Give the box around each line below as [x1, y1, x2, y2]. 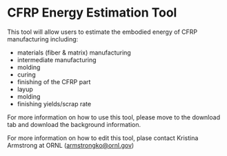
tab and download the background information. [7, 120, 141, 128]
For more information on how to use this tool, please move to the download [7, 113, 221, 121]
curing [17, 70, 36, 79]
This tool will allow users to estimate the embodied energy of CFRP [7, 28, 198, 36]
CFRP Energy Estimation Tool [7, 5, 177, 21]
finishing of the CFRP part [17, 77, 91, 86]
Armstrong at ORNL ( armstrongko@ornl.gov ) [7, 141, 135, 149]
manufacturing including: [7, 35, 79, 43]
